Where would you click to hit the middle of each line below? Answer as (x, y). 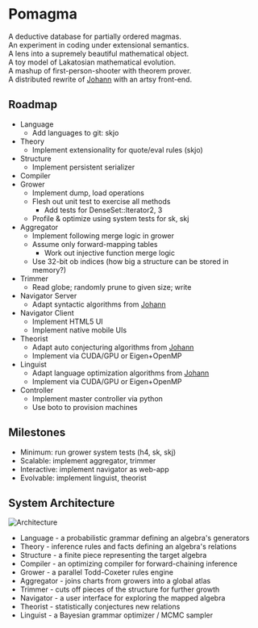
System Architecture (62, 502)
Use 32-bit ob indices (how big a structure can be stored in (130, 261)
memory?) (49, 270)
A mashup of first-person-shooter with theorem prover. (100, 70)
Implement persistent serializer (83, 167)
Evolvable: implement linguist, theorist (83, 478)
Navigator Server (48, 295)
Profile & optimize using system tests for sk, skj (110, 218)
